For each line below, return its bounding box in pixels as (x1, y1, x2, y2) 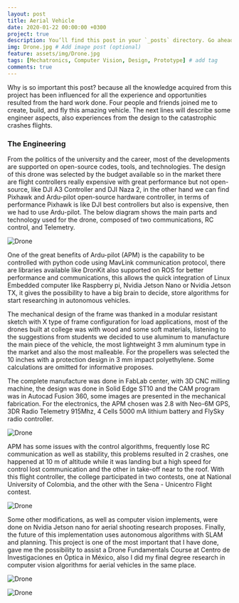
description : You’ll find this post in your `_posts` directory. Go (7, 37, 215, 44)
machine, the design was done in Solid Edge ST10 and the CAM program (7, 384, 221, 393)
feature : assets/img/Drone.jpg (7, 51, 100, 58)
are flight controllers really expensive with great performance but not (7, 177, 210, 186)
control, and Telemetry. (7, 222, 76, 232)
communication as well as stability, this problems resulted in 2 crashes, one (7, 450, 229, 458)
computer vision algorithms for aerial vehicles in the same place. (7, 560, 197, 569)
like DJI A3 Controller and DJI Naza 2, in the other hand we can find (31, 185, 230, 193)
